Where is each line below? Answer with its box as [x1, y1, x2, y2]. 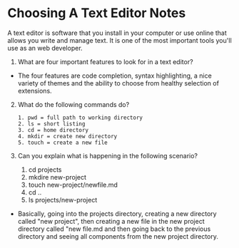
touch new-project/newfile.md [28, 180, 118, 189]
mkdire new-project [28, 172, 87, 181]
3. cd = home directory [17, 126, 89, 133]
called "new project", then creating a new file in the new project [17, 217, 205, 225]
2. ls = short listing [17, 120, 86, 128]
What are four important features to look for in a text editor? [17, 57, 194, 66]
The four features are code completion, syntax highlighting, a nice [17, 71, 212, 80]
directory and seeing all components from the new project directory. [17, 232, 219, 240]
